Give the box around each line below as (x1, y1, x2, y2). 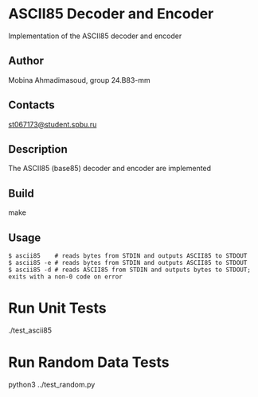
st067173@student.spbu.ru (8, 119, 97, 129)
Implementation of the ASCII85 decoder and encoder (8, 31, 182, 41)
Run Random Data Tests (8, 353, 170, 372)
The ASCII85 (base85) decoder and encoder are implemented (8, 164, 212, 173)
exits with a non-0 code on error (8, 273, 123, 281)
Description (8, 142, 68, 156)
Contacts (8, 99, 56, 112)
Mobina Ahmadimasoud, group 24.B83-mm (8, 75, 150, 84)
